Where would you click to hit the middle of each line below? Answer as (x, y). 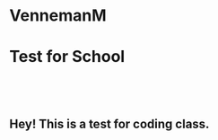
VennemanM (58, 16)
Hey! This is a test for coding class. (109, 123)
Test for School (67, 57)
